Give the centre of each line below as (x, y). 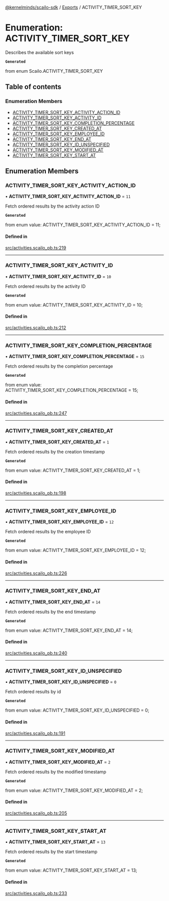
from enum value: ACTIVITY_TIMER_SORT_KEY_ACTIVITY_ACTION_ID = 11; (83, 225)
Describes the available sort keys (39, 52)
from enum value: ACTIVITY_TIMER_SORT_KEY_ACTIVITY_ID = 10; (74, 305)
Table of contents (33, 87)
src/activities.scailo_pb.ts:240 (36, 653)
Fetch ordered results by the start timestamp (51, 852)
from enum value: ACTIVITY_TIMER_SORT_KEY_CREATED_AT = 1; (73, 470)
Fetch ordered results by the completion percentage (59, 366)
